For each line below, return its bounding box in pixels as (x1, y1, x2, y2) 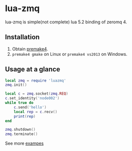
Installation (5, 33, 40, 41)
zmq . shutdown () (5, 127, 36, 132)
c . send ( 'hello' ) (14, 105, 47, 110)
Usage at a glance (5, 65, 61, 73)
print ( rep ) (14, 114, 36, 119)
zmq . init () (5, 83, 27, 87)
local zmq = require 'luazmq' (5, 78, 66, 83)
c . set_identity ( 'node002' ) (5, 96, 60, 101)
